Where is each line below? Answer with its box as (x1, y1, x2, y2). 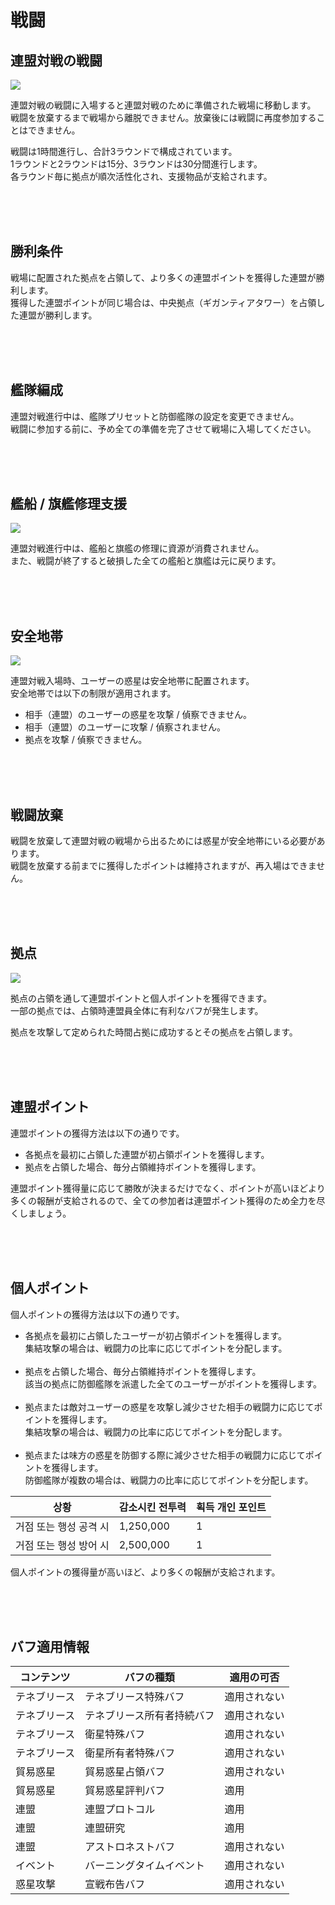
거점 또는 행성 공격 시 (15, 1519, 110, 1533)
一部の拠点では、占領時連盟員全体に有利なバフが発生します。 (10, 1004, 264, 1016)
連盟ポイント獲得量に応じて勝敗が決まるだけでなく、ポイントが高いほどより (10, 1182, 326, 1194)
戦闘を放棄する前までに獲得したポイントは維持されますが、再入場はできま (10, 860, 317, 872)
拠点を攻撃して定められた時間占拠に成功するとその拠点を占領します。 (10, 1026, 298, 1038)
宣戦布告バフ (84, 1877, 146, 1891)
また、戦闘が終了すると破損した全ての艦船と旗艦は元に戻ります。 (10, 555, 282, 567)
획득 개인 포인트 (196, 1500, 267, 1514)
